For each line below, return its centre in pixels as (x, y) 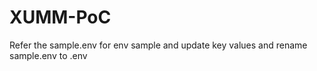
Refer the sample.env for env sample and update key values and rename (158, 45)
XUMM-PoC (60, 17)
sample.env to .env (48, 55)
